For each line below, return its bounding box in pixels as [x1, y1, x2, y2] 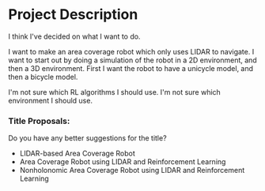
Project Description [8, 6, 138, 24]
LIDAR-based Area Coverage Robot [19, 148, 136, 159]
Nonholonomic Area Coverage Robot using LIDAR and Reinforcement [19, 166, 245, 175]
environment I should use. [8, 95, 93, 105]
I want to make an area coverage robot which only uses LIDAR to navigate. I [8, 47, 255, 56]
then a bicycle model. [8, 72, 78, 81]
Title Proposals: [8, 115, 70, 126]
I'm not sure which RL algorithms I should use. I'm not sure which [8, 87, 221, 96]
